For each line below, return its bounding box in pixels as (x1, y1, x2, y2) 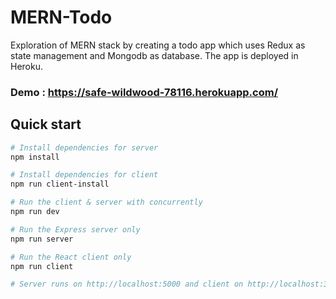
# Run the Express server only (10, 224, 141, 235)
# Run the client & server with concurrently (10, 197, 203, 208)
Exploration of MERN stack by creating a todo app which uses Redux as (10, 39, 306, 51)
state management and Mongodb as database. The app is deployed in (10, 49, 299, 61)
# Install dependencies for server (10, 142, 159, 153)
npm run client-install (10, 179, 110, 190)
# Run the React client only (10, 252, 132, 262)
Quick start (10, 116, 82, 133)
